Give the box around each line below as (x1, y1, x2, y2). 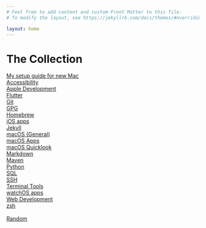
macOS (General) (6, 131, 50, 138)
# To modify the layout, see (6, 15, 81, 21)
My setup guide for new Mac (6, 72, 79, 79)
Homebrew (6, 111, 35, 119)
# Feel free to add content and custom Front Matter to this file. (6, 9, 183, 15)
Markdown (6, 150, 34, 158)
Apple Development (6, 85, 56, 92)
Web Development (6, 196, 53, 203)
